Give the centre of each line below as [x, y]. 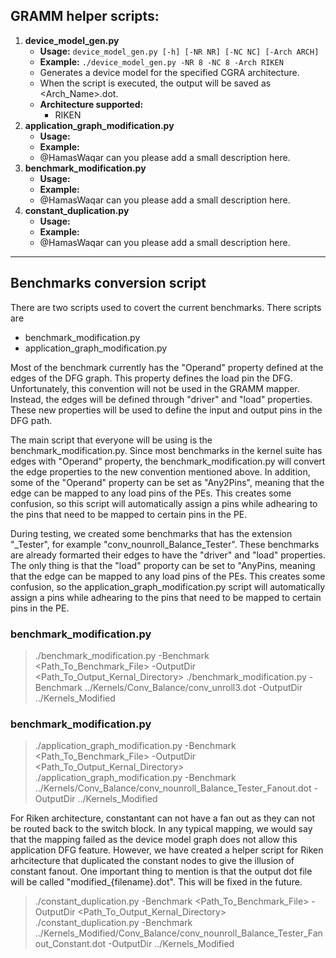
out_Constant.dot [70, 944]
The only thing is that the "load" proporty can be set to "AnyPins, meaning [163, 565]
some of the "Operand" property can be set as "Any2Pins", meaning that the [167, 482]
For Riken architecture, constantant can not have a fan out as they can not [163, 818]
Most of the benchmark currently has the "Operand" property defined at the [167, 367]
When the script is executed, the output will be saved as [155, 83]
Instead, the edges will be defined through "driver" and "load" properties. [161, 399]
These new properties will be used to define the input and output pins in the [166, 410]
